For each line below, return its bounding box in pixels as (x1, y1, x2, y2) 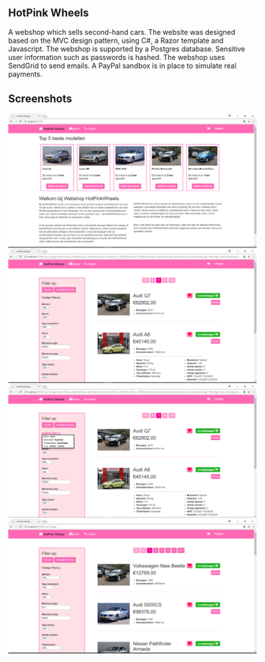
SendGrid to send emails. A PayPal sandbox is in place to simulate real (8, 61, 237, 70)
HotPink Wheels (8, 6, 89, 20)
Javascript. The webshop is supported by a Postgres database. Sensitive (8, 43, 246, 54)
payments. (8, 69, 43, 78)
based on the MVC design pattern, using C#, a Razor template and (8, 36, 224, 45)
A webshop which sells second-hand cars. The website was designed (8, 27, 236, 36)
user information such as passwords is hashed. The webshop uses (8, 52, 226, 62)
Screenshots (8, 92, 73, 106)
